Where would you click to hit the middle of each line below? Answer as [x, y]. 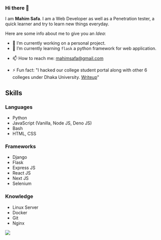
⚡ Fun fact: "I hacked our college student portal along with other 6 [80, 70]
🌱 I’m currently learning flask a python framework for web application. [84, 49]
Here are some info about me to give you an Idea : [56, 34]
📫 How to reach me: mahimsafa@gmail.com [58, 59]
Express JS [24, 168]
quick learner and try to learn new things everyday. [57, 24]
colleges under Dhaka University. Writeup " [56, 77]
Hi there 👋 [17, 8]
